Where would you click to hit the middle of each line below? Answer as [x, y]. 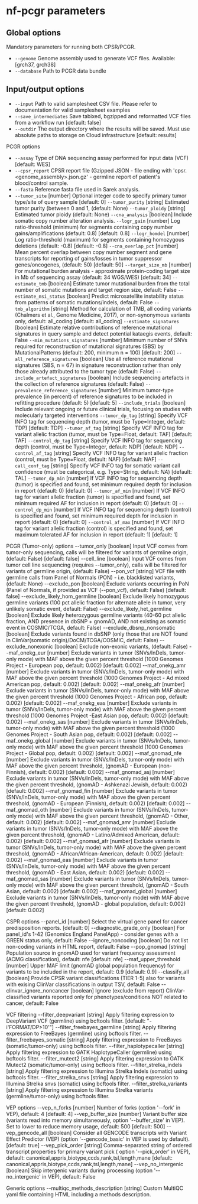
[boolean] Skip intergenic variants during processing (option [79, 1170]
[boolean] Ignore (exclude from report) [117, 990]
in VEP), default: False [69, 1176]
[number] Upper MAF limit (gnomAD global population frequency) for [90, 965]
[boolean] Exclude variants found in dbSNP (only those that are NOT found [97, 634]
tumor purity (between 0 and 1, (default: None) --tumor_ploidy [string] [100, 208]
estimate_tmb [31, 284]
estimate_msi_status [40, 297]
